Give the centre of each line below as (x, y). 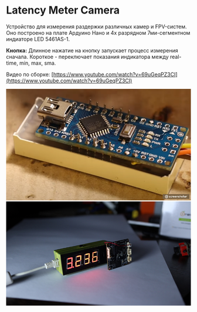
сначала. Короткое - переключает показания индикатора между (87, 57)
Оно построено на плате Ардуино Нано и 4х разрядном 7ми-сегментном (98, 32)
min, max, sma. (38, 63)
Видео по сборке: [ (30, 74)
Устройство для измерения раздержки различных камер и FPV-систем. (96, 26)
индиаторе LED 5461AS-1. (38, 39)
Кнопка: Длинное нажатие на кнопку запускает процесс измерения (92, 50)
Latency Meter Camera (63, 10)
